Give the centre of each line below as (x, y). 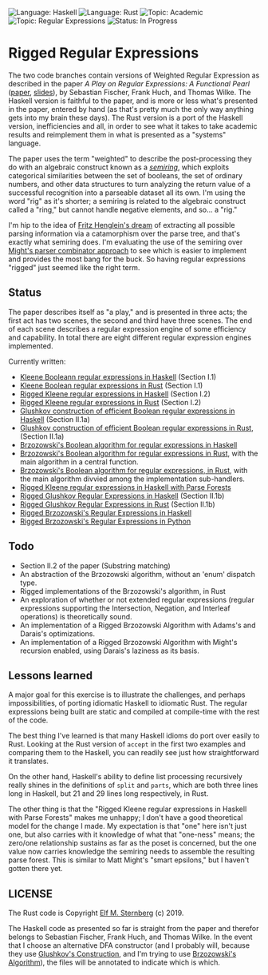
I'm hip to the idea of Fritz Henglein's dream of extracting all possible (122, 225)
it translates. (29, 761)
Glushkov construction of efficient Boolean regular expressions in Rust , (136, 428)
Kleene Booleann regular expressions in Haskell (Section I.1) (118, 376)
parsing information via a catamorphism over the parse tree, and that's (124, 233)
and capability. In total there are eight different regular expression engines (130, 337)
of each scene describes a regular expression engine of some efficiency (127, 328)
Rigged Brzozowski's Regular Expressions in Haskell (106, 512)
